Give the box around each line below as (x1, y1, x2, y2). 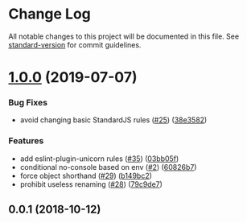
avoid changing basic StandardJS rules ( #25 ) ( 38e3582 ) (19, 115, 208, 125)
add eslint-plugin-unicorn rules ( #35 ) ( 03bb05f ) (19, 154, 179, 163)
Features (8, 135, 44, 147)
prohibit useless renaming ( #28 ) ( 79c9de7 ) (19, 179, 163, 189)
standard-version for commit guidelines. (8, 39, 142, 49)
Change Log (8, 5, 91, 23)
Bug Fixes (8, 97, 48, 109)
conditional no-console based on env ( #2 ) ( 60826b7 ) (19, 162, 197, 171)
